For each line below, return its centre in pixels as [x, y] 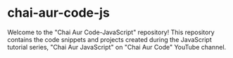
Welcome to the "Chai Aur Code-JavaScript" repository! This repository [111, 32]
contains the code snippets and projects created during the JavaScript [110, 39]
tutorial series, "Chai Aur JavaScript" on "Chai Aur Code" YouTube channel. [117, 47]
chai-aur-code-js [59, 13]
